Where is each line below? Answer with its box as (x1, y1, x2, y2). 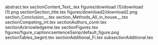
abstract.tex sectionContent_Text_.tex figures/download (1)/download (5, 4, 144, 10)
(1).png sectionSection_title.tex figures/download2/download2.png (5, 9, 138, 15)
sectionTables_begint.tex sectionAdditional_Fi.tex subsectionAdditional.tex (5, 34, 154, 40)
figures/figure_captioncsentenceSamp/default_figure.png (5, 30, 119, 35)
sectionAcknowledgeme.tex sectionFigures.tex (5, 24, 98, 30)
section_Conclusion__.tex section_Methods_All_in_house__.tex (5, 14, 129, 20)
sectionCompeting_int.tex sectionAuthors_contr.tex (5, 19, 107, 25)
